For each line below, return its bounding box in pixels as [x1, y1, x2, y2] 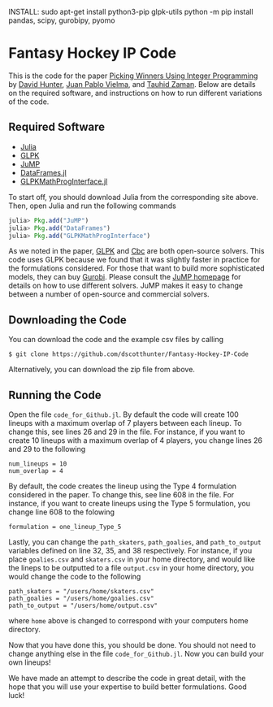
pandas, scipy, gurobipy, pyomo [8, 15, 115, 25]
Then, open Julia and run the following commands [8, 201, 177, 210]
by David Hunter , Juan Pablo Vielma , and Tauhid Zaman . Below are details [8, 79, 256, 89]
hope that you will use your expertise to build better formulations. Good [8, 682, 248, 692]
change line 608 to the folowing [8, 507, 115, 517]
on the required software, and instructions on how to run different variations [8, 88, 262, 98]
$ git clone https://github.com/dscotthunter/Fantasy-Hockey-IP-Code [8, 350, 249, 358]
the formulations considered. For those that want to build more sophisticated [8, 263, 265, 273]
